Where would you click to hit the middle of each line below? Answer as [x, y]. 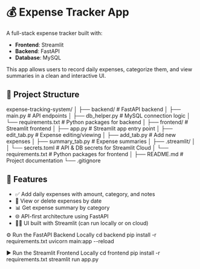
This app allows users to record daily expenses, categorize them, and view [99, 69]
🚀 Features [27, 179]
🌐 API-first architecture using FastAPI [62, 216]
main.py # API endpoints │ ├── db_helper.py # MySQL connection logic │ [98, 115]
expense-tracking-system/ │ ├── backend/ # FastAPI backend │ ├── [94, 109]
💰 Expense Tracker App [68, 12]
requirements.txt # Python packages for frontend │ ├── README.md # [95, 154]
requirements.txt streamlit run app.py [52, 259]
